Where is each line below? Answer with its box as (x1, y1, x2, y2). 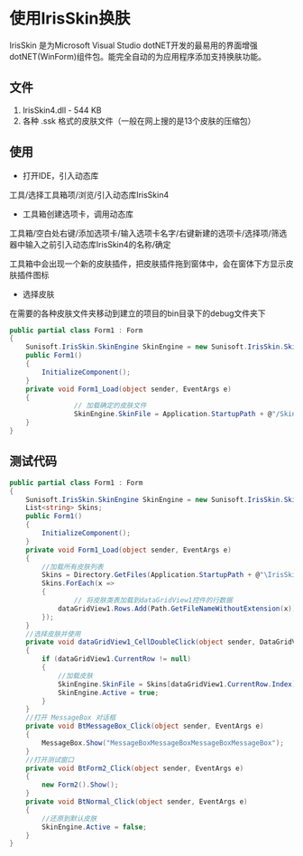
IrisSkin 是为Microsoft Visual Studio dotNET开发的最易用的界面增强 (9, 40, 259, 51)
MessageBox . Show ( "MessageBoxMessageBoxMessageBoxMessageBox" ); (41, 738, 284, 748)
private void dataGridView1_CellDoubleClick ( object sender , (25, 637, 256, 647)
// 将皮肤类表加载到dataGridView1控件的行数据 (73, 596, 233, 605)
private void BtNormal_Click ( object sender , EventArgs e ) (25, 797, 248, 806)
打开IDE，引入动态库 (22, 170, 99, 181)
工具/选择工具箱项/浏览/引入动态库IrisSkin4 (9, 189, 170, 200)
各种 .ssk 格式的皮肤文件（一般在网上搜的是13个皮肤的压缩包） (22, 115, 256, 126)
